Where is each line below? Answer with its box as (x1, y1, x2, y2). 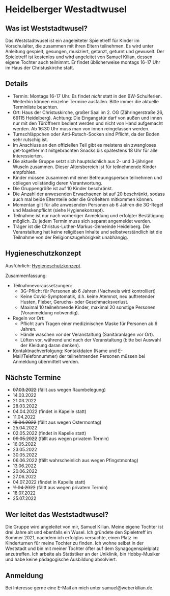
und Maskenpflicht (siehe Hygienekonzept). (12, 207, 104, 213)
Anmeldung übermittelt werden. (12, 358, 80, 364)
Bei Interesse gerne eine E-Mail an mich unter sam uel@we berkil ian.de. (5, 585, 154, 591)
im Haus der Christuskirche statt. (5, 65, 74, 71)
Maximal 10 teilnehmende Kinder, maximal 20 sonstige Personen (20, 304, 156, 310)
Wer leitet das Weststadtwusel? (5, 510, 109, 519)
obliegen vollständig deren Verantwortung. (12, 180, 103, 186)
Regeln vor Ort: (12, 315, 45, 321)
